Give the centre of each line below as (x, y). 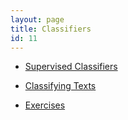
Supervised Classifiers (71, 67)
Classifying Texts (60, 86)
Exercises (45, 105)
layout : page (37, 19)
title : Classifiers (51, 29)
